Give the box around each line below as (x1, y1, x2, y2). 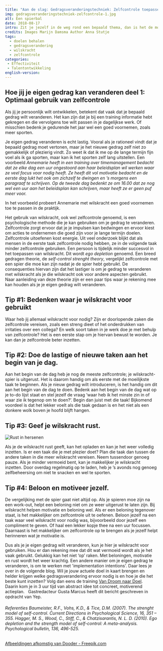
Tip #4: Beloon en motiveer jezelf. (5, 484, 109, 492)
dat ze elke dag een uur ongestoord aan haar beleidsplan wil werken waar (5, 165, 154, 171)
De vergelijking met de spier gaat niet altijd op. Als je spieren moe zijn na (5, 497, 150, 502)
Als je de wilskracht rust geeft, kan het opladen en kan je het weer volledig (5, 444, 154, 450)
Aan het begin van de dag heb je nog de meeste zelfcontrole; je (5, 371, 132, 377)
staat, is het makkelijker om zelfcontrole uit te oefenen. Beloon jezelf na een (5, 512, 156, 518)
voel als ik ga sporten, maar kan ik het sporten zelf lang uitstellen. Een (5, 154, 145, 160)
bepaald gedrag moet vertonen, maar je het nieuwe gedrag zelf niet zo (5, 144, 147, 150)
